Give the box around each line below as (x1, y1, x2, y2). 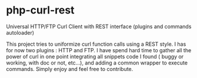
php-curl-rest (6, 4, 75, 17)
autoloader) (6, 29, 34, 36)
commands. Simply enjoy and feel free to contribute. (6, 65, 133, 72)
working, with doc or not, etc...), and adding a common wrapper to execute (6, 59, 188, 66)
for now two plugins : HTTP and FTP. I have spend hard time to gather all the (6, 46, 192, 53)
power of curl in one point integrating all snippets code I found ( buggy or (6, 53, 184, 60)
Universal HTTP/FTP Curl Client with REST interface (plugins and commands (6, 23, 192, 30)
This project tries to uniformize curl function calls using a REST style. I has (6, 40, 186, 48)
